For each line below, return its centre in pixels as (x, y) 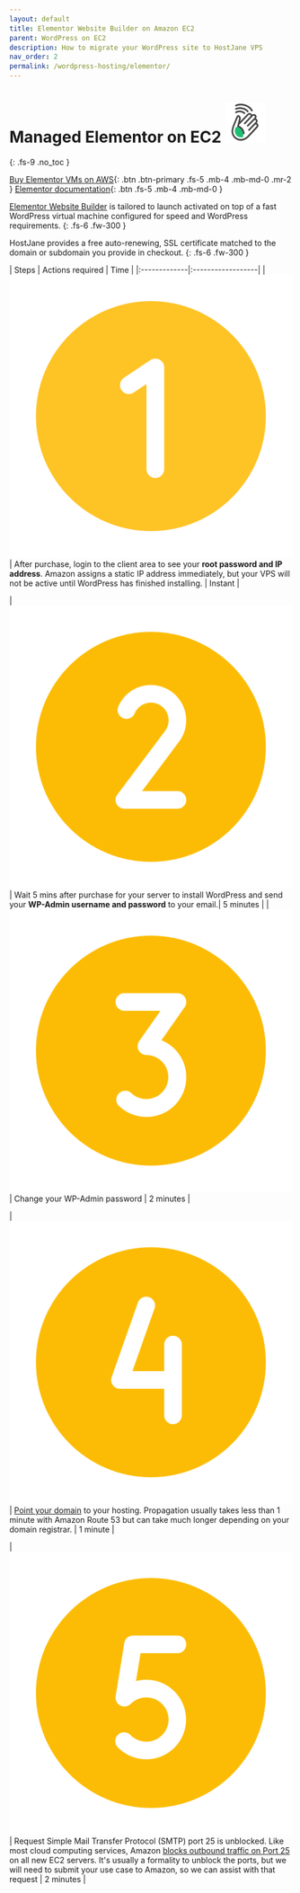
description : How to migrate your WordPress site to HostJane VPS (136, 48)
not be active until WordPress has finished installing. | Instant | (124, 583)
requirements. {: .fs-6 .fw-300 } (68, 226)
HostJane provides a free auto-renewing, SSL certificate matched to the (143, 243)
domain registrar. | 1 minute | (62, 1529)
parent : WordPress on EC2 (57, 38)
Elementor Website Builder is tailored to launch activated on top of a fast (143, 206)
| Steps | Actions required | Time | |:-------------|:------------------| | (137, 270)
